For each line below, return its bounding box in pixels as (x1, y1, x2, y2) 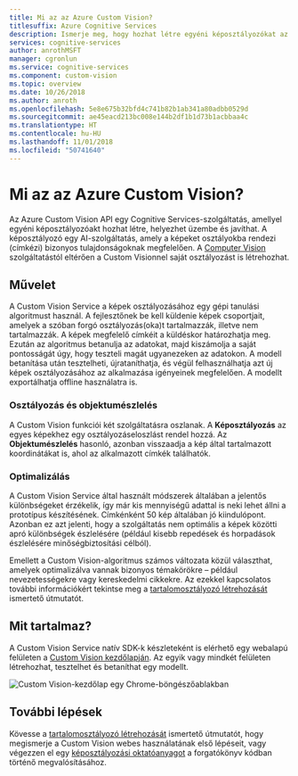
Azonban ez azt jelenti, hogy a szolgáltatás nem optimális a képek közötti (9, 518, 278, 529)
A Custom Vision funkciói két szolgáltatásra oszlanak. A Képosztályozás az (9, 419, 286, 430)
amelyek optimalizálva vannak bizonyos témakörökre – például (9, 564, 238, 575)
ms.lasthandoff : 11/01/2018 (9, 137, 114, 146)
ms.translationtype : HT (9, 121, 98, 130)
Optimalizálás (9, 470, 70, 483)
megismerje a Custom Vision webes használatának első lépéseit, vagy (9, 738, 267, 748)
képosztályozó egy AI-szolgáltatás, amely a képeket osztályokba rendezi (9, 233, 277, 244)
